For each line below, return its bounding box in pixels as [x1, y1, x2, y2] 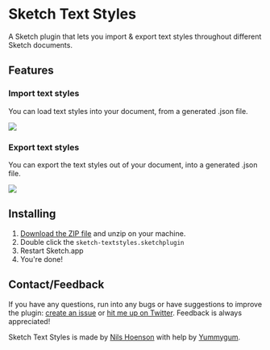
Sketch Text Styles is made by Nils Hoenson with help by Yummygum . [8, 332, 240, 342]
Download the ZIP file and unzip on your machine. [19, 228, 186, 238]
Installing [8, 207, 56, 221]
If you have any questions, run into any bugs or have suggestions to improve [8, 299, 263, 309]
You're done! [19, 254, 63, 264]
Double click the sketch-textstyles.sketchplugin [19, 237, 185, 247]
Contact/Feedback [8, 278, 105, 292]
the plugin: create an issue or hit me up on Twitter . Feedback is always [8, 308, 243, 318]
